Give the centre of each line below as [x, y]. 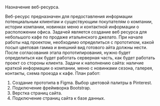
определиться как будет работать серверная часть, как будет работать [80, 58]
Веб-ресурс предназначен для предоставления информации [69, 16]
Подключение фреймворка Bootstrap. [51, 88]
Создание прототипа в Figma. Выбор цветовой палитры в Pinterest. [82, 83]
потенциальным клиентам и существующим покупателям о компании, [79, 22]
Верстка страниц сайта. [37, 93]
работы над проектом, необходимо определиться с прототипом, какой [80, 42]
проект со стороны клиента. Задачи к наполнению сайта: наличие [74, 63]
